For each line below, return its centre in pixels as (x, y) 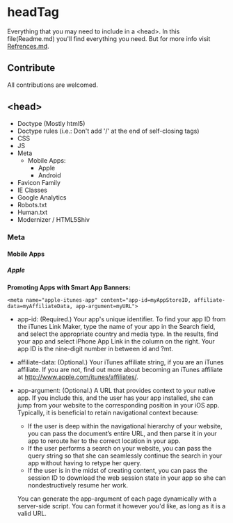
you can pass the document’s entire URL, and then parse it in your (122, 434)
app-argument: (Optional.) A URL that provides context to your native (116, 391)
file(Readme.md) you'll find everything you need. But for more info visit (109, 38)
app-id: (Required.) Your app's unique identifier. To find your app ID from (121, 319)
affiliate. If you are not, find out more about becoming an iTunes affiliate (120, 370)
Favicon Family (39, 182)
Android (49, 175)
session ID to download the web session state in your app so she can (127, 478)
